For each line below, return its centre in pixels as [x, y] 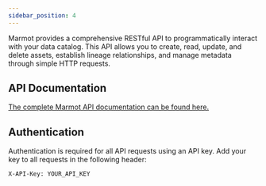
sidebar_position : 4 [42, 15]
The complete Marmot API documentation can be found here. [109, 107]
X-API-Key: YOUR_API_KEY [49, 174]
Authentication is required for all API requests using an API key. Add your [127, 151]
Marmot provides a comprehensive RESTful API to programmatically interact [133, 38]
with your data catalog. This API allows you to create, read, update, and [125, 46]
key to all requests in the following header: [77, 160]
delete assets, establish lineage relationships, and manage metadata [120, 55]
